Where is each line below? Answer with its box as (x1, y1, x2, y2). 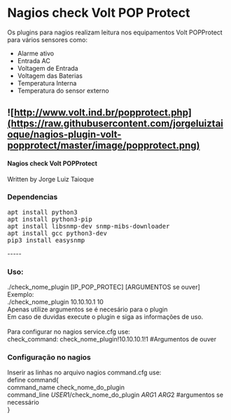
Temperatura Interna (17, 79, 77, 87)
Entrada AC (17, 56, 50, 65)
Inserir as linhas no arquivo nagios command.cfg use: (7, 368, 162, 377)
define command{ (7, 376, 59, 384)
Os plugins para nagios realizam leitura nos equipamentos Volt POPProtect (7, 28, 223, 36)
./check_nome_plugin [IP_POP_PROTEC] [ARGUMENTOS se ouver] (7, 283, 201, 292)
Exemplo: (7, 290, 34, 299)
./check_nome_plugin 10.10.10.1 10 (7, 298, 104, 306)
